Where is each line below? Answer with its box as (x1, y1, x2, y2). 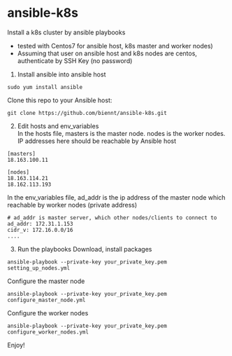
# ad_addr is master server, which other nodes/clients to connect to (7, 214, 217, 221)
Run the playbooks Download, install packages (17, 245, 152, 253)
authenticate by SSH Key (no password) (17, 56, 133, 64)
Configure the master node (7, 277, 85, 285)
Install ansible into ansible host (17, 70, 106, 78)
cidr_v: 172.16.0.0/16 (7, 226, 73, 233)
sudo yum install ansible (7, 83, 82, 90)
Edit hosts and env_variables (17, 121, 99, 130)
